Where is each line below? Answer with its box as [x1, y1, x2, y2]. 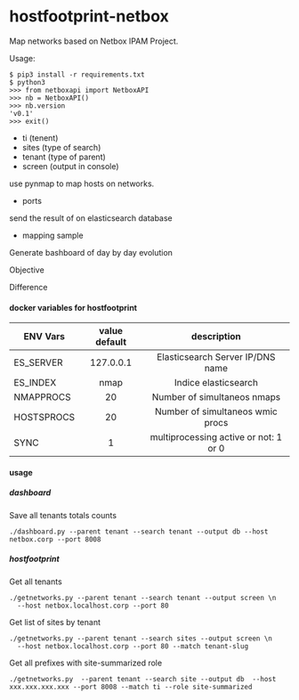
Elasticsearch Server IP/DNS [157, 351, 276, 363]
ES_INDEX [13, 377, 57, 389]
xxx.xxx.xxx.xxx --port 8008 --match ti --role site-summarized [9, 682, 253, 691]
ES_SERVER [13, 356, 64, 369]
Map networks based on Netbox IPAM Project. [9, 36, 179, 46]
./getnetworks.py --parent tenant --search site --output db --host [9, 674, 277, 683]
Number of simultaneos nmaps [151, 391, 281, 403]
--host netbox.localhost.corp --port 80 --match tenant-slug [17, 641, 249, 651]
